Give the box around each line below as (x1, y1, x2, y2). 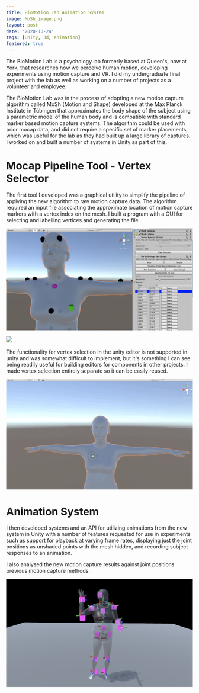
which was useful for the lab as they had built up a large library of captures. (6, 132, 191, 139)
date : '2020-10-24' (6, 28, 54, 34)
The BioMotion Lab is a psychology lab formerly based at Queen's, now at (6, 58, 187, 65)
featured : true (6, 41, 44, 47)
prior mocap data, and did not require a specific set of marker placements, (6, 126, 188, 133)
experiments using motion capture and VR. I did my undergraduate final (6, 70, 181, 77)
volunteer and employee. (6, 83, 67, 90)
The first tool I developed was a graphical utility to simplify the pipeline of (6, 191, 185, 198)
